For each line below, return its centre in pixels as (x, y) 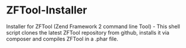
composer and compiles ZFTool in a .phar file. (62, 39)
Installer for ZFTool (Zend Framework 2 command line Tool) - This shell (93, 26)
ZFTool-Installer (47, 10)
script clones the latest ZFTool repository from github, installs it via (88, 32)
